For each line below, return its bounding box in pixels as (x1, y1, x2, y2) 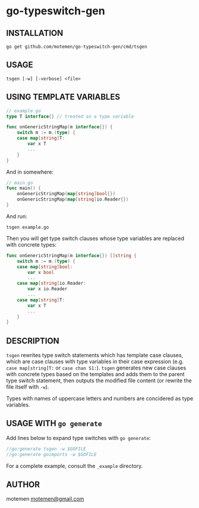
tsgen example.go (6, 224, 49, 230)
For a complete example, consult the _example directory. (6, 462, 143, 469)
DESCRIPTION (6, 335, 59, 346)
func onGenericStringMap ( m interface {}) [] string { (6, 253, 137, 258)
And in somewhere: (6, 168, 54, 176)
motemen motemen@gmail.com (6, 495, 84, 503)
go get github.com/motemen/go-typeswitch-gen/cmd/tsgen (6, 44, 147, 50)
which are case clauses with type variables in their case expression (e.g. (6, 358, 184, 365)
